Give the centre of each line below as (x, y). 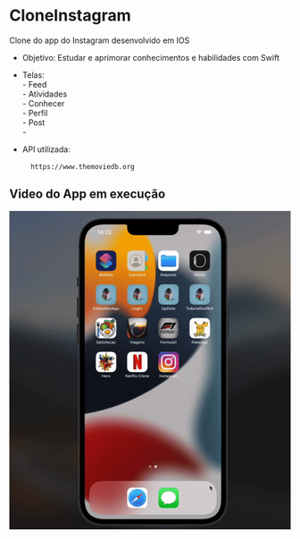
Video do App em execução (87, 194)
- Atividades (45, 94)
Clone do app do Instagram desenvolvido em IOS (100, 40)
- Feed (34, 84)
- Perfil (35, 113)
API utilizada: (46, 149)
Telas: (33, 75)
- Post (33, 122)
